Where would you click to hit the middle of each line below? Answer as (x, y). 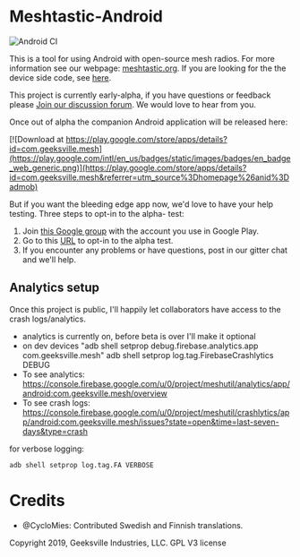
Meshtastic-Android (86, 17)
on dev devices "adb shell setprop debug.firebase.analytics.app (140, 346)
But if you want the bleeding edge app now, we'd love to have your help (141, 204)
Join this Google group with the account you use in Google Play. (141, 231)
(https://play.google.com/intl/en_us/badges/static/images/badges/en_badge (150, 158)
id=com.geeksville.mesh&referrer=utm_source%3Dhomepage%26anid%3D (149, 177)
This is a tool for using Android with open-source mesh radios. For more (142, 58)
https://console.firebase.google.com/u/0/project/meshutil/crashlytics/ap (156, 412)
